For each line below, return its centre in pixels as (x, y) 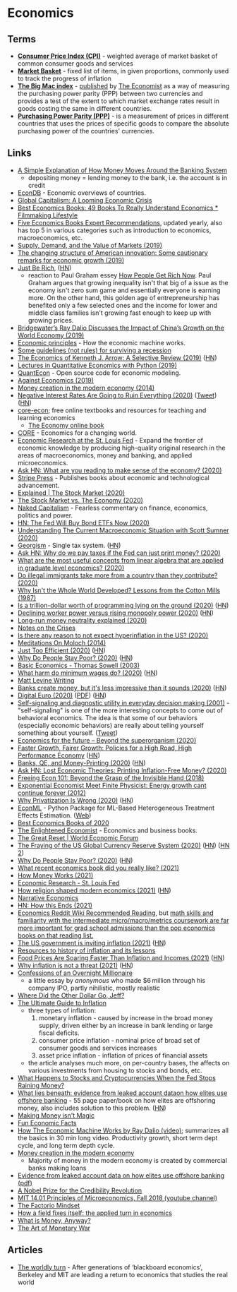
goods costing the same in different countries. (85, 108)
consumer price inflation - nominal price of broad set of (119, 1040)
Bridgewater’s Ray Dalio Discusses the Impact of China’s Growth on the (121, 328)
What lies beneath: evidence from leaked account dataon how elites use (122, 1093)
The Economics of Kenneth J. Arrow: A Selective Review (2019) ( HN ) (117, 357)
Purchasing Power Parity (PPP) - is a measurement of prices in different (123, 116)
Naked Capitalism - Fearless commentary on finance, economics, (113, 508)
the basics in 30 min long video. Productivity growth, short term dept (117, 1137)
